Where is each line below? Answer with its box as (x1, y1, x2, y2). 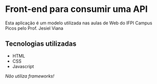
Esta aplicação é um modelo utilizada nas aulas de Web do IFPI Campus (5, 20, 153, 26)
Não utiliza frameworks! (5, 73, 55, 79)
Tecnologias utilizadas (5, 40, 77, 48)
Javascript (12, 63, 34, 69)
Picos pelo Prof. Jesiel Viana (5, 25, 64, 31)
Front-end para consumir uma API (5, 3, 148, 15)
